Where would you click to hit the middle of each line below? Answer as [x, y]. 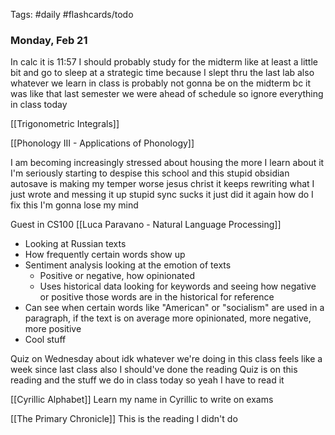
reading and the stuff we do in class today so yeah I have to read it [147, 380]
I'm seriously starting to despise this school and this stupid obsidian [150, 173]
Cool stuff [45, 340]
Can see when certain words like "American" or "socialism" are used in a [174, 308]
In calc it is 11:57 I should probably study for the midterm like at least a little [164, 62]
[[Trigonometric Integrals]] [65, 124]
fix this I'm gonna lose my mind [74, 205]
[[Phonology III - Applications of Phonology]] [102, 143]
